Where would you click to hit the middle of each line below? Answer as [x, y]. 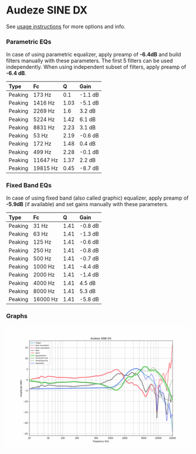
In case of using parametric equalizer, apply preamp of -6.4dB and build [94, 55]
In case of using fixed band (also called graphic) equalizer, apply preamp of [97, 198]
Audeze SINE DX [47, 10]
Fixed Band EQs [29, 185]
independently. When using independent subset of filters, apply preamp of [96, 67]
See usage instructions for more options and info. [66, 26]
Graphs [17, 316]
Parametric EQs [29, 42]
